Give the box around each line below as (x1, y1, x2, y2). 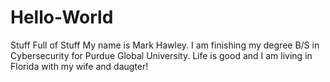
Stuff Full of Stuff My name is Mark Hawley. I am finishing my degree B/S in (10, 39, 320, 51)
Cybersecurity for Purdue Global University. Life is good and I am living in (10, 49, 313, 61)
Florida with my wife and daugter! (10, 60, 149, 72)
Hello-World (10, 6, 114, 29)
